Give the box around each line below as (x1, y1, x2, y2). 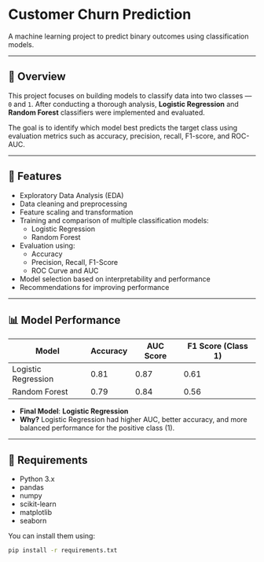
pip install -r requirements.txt (8, 546, 118, 555)
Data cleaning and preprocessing (19, 199, 127, 208)
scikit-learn (19, 499, 57, 509)
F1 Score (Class (187, 340, 249, 351)
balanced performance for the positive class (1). (19, 423, 175, 433)
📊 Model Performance (8, 313, 121, 327)
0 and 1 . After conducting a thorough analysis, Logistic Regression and (8, 99, 240, 108)
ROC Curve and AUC (31, 266, 99, 275)
